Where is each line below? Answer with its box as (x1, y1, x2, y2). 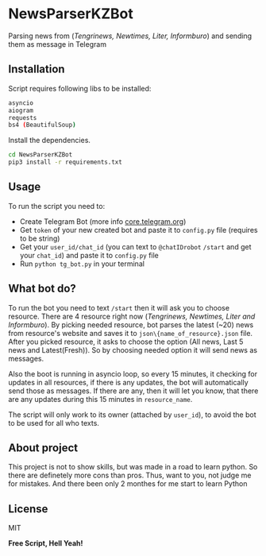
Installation (8, 63, 65, 76)
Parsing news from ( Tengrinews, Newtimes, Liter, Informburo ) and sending (8, 31, 253, 41)
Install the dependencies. (8, 136, 91, 145)
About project (8, 442, 78, 455)
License (8, 502, 48, 515)
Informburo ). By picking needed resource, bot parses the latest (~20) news (8, 319, 254, 330)
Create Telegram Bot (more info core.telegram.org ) (19, 216, 187, 226)
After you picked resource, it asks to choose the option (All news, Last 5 (8, 337, 244, 346)
